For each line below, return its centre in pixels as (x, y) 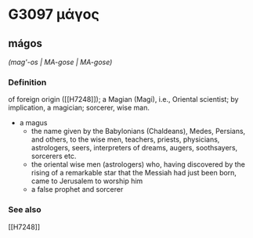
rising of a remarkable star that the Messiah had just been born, (134, 173)
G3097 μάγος (54, 14)
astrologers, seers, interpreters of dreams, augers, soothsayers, (134, 148)
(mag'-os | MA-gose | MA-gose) (60, 62)
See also (25, 210)
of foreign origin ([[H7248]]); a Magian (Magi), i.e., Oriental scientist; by (123, 99)
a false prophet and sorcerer (77, 189)
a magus (33, 123)
